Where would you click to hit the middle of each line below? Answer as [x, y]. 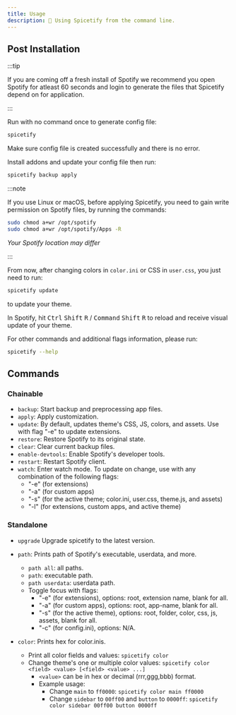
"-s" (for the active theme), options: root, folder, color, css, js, [128, 613]
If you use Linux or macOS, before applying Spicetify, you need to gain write [118, 203]
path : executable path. [60, 575]
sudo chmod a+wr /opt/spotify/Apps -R [64, 229]
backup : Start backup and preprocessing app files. [90, 409]
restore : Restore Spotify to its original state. [82, 439]
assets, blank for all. [68, 620]
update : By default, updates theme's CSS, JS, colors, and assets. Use [118, 424]
